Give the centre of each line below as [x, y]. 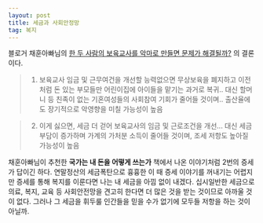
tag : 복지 [22, 30]
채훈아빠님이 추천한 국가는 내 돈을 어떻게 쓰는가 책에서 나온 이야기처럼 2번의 [124, 163]
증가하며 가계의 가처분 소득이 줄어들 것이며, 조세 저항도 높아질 [154, 136]
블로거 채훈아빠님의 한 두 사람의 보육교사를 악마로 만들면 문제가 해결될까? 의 [124, 53]
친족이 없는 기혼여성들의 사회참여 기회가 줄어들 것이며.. [140, 100]
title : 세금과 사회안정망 [44, 23]
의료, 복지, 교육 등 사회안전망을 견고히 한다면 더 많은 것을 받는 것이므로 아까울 [126, 192]
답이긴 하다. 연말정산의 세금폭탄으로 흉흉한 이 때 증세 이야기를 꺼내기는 [124, 172]
